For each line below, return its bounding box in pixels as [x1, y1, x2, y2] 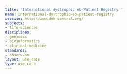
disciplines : [5, 30, 32, 35]
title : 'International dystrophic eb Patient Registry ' [5, 7, 123, 12]
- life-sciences [5, 25, 38, 30]
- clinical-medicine [5, 43, 47, 48]
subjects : [5, 20, 25, 26]
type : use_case [5, 61, 36, 66]
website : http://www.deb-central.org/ [5, 16, 84, 21]
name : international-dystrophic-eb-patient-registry [5, 12, 114, 17]
